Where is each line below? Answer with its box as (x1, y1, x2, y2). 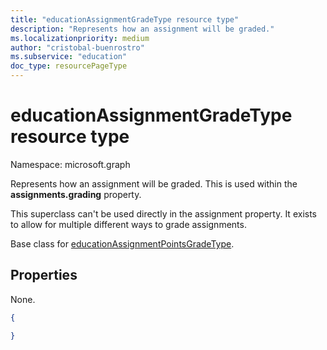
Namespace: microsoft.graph (10, 158, 131, 170)
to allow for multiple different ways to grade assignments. (10, 218, 247, 230)
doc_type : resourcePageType (10, 61, 128, 71)
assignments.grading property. (10, 188, 142, 200)
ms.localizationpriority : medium (10, 33, 150, 43)
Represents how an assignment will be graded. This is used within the (10, 177, 298, 190)
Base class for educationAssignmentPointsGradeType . (10, 237, 235, 250)
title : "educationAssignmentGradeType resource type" (10, 14, 240, 25)
